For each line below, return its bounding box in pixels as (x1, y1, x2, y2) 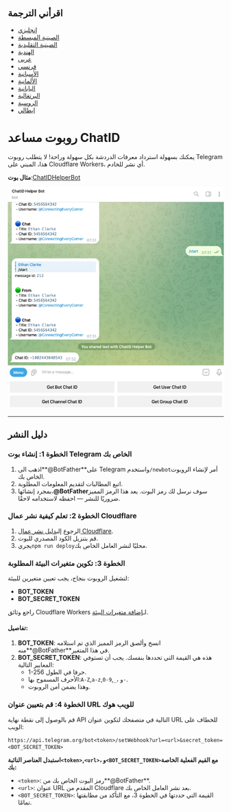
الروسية (17, 98, 38, 107)
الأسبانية (17, 69, 39, 77)
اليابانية (17, 84, 36, 92)
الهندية (17, 47, 35, 56)
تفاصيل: (8, 623, 28, 632)
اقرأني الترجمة (8, 8, 64, 19)
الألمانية (17, 77, 37, 85)
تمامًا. (17, 798, 32, 807)
